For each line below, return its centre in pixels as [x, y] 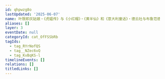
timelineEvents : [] [25, 60]
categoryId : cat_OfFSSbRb [31, 37]
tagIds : [13, 42]
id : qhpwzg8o [18, 10]
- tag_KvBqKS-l [25, 55]
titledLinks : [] [22, 69]
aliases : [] [17, 23]
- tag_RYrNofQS [25, 46]
